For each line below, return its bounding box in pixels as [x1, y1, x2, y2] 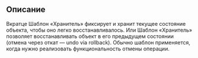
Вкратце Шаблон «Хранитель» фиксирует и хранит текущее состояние [6, 20, 186, 27]
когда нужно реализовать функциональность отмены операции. [6, 45, 170, 52]
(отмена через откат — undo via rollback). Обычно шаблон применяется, [6, 39, 191, 46]
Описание [6, 5, 46, 15]
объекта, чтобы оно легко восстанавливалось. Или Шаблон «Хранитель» [6, 26, 193, 33]
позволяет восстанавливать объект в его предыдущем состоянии [6, 32, 174, 40]
